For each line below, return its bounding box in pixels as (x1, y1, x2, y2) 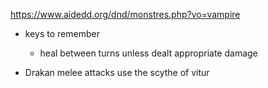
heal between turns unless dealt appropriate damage (39, 47, 258, 59)
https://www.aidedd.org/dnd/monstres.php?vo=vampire (10, 9, 241, 20)
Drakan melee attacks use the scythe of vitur (24, 67, 210, 78)
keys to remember (24, 28, 100, 39)
